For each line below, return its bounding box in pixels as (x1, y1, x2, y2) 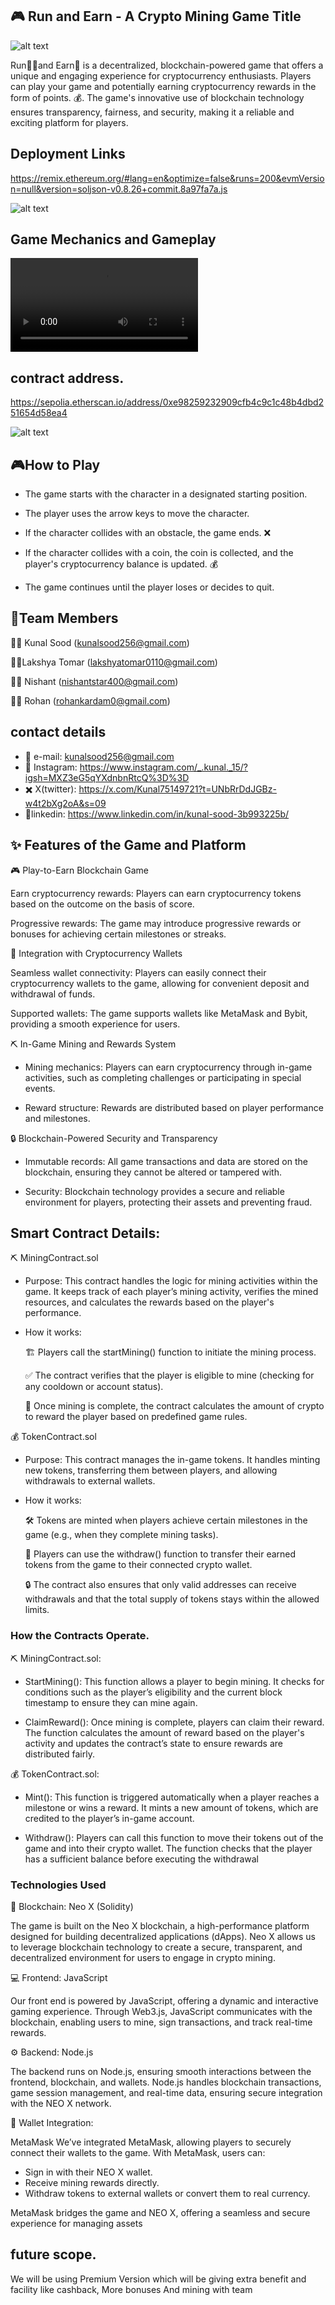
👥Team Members (10, 610, 119, 627)
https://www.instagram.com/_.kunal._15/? (79, 761, 248, 773)
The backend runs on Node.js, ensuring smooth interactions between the (10, 2065, 312, 2077)
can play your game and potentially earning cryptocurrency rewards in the (10, 80, 317, 92)
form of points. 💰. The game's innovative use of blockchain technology (10, 91, 305, 103)
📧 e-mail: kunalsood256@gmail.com (24, 750, 175, 762)
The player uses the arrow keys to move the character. (24, 508, 250, 520)
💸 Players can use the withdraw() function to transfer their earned (24, 1548, 297, 1560)
